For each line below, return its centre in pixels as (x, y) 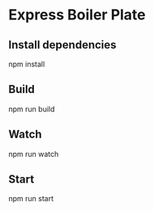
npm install (27, 64)
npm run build (32, 109)
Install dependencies (62, 45)
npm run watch (34, 154)
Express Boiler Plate (77, 15)
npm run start (31, 199)
